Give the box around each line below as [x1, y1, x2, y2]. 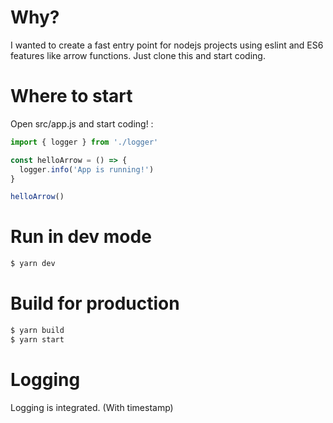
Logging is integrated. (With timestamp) [10, 401, 174, 413]
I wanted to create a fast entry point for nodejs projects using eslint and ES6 [10, 39, 324, 51]
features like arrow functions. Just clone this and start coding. [10, 49, 266, 61]
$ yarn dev [10, 259, 56, 269]
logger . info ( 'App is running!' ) [19, 164, 155, 175]
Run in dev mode [10, 226, 152, 248]
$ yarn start [10, 334, 65, 345]
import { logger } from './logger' [10, 137, 159, 147]
